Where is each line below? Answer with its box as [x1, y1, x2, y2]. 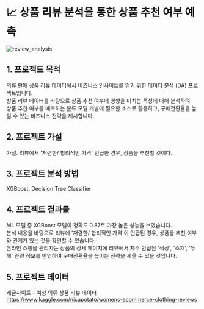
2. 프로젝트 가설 [6, 132, 62, 142]
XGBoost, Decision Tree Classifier [6, 185, 92, 193]
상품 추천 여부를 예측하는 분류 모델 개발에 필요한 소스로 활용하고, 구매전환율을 [6, 104, 191, 112]
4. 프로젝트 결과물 [6, 204, 70, 215]
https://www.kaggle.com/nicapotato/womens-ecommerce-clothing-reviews [6, 296, 197, 303]
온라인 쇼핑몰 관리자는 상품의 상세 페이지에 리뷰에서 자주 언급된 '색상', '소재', [6, 244, 188, 252]
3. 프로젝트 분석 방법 [6, 168, 79, 179]
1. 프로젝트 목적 [6, 65, 61, 75]
